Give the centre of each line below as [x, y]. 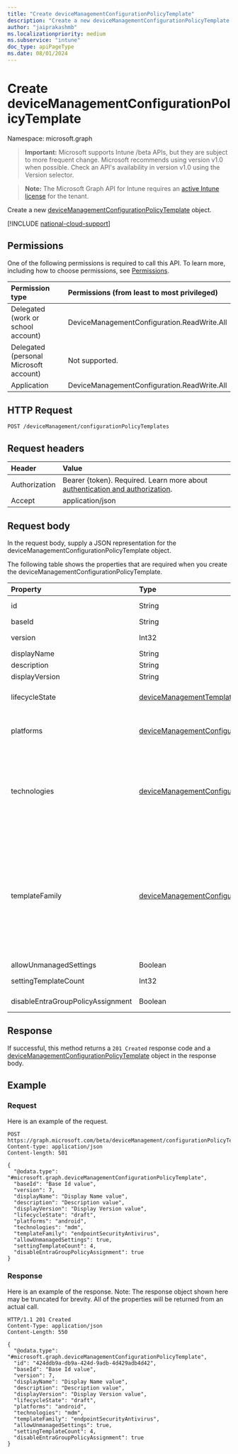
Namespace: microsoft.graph [50, 138]
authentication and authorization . [118, 489]
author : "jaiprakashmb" [42, 27]
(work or [25, 318]
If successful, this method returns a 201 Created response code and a [109, 1048]
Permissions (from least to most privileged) [143, 292]
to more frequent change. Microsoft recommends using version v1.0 [124, 160]
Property [26, 590]
